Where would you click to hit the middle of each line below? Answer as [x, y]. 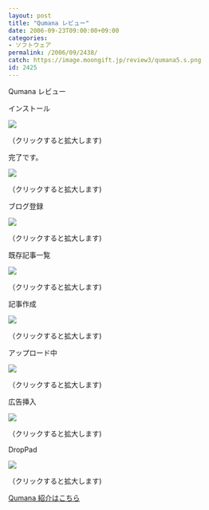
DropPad [23, 449]
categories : [28, 38]
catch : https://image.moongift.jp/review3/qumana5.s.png [105, 61]
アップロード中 [33, 353]
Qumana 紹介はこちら [44, 498]
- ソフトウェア [30, 45]
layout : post [30, 16]
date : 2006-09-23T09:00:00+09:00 [64, 30]
